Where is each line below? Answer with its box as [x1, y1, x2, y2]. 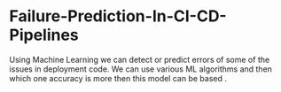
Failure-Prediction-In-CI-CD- [9, 6, 228, 27]
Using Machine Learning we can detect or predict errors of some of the [9, 54, 270, 65]
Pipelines [9, 25, 80, 45]
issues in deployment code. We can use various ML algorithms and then [9, 64, 273, 74]
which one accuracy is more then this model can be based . [9, 73, 228, 83]
